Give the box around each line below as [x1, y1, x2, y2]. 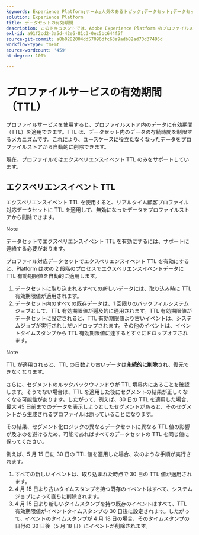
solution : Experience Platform [6, 14, 84, 20]
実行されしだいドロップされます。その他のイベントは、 [40, 322, 176, 329]
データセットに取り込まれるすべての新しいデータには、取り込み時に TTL [14, 285, 192, 292]
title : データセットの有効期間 [6, 20, 73, 25]
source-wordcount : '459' [6, 47, 68, 53]
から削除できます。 [11, 214, 58, 221]
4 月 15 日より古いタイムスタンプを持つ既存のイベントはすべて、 [14, 485, 172, 492]
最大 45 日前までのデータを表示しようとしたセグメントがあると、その [6, 403, 176, 411]
